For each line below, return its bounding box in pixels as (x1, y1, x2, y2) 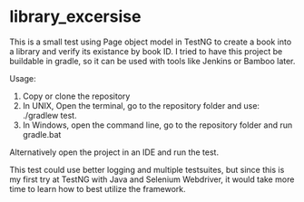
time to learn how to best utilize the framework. (9, 183, 186, 194)
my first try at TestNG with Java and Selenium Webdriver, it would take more (9, 174, 295, 185)
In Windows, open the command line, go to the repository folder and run (22, 120, 293, 130)
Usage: (9, 72, 36, 83)
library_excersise (9, 6, 142, 27)
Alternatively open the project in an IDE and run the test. (9, 147, 220, 158)
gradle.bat (22, 129, 62, 139)
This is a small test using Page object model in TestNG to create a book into (9, 36, 292, 47)
